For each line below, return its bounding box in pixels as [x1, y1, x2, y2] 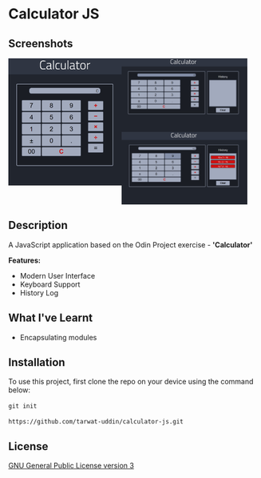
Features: [8, 255, 42, 265]
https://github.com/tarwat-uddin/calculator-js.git [8, 418, 184, 426]
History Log [19, 287, 59, 297]
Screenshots [8, 37, 73, 50]
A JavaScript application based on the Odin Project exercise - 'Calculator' [8, 239, 253, 249]
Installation [8, 355, 65, 369]
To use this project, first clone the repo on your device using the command [8, 377, 254, 387]
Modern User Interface [19, 271, 96, 280]
